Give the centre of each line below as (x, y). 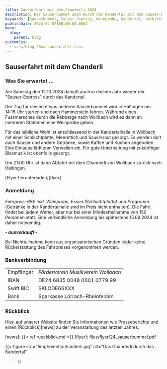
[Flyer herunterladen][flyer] (33, 178)
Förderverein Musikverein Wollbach (80, 272)
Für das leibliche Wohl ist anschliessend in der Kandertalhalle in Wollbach (80, 132)
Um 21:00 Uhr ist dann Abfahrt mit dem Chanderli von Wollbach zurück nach (83, 163)
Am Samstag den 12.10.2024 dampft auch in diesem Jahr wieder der (75, 92)
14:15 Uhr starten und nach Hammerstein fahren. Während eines (71, 112)
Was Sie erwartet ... (30, 81)
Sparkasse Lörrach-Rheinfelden (76, 296)
